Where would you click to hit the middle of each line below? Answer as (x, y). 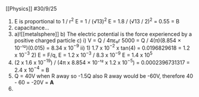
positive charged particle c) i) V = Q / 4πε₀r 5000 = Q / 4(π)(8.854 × (98, 40)
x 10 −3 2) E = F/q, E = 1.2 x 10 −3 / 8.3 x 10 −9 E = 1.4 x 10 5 (83, 54)
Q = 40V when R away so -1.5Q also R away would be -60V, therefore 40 (104, 76)
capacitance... (32, 28)
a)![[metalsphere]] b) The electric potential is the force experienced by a (103, 34)
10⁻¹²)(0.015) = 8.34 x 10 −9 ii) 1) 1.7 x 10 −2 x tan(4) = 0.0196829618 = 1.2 (102, 47)
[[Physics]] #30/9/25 (31, 9)
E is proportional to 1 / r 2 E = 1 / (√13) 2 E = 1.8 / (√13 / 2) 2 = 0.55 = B (97, 21)
